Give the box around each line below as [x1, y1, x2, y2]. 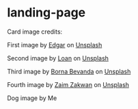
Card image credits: [7, 27, 63, 36]
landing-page [7, 5, 86, 21]
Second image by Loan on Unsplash [7, 53, 109, 62]
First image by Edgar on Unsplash [7, 40, 102, 49]
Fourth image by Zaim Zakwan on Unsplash [7, 80, 130, 88]
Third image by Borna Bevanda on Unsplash [7, 67, 131, 75]
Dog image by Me [7, 94, 57, 102]
